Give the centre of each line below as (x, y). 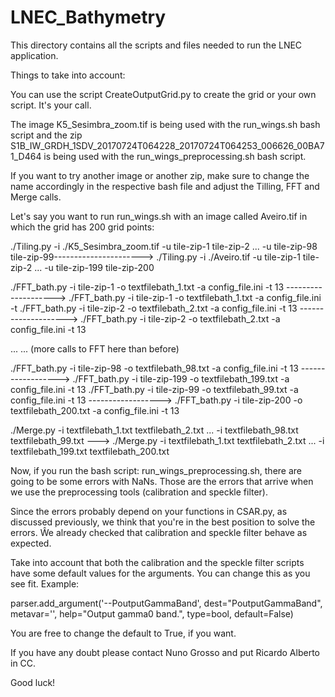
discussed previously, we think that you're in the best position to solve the (163, 522)
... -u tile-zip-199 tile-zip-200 (94, 267)
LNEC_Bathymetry (88, 17)
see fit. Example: (45, 583)
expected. (31, 543)
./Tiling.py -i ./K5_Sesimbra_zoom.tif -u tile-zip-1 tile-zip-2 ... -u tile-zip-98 (164, 246)
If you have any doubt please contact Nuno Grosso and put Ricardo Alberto (165, 652)
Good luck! (33, 682)
